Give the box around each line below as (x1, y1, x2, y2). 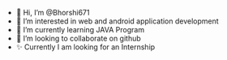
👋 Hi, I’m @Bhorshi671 (15, 8, 90, 17)
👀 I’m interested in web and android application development (15, 16, 219, 26)
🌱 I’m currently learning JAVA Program (15, 25, 144, 34)
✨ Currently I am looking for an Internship (15, 42, 156, 52)
